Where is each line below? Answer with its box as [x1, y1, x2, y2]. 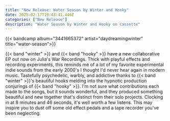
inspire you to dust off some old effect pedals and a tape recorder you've [5, 105, 159, 111]
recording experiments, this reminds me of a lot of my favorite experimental [5, 62, 164, 68]
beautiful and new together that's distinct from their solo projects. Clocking [5, 94, 163, 100]
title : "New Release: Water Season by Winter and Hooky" [5, 7, 129, 13]
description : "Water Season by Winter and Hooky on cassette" [5, 21, 140, 27]
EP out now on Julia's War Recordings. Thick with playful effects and [5, 56, 150, 63]
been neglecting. [5, 110, 41, 116]
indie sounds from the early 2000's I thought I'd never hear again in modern [5, 67, 165, 73]
